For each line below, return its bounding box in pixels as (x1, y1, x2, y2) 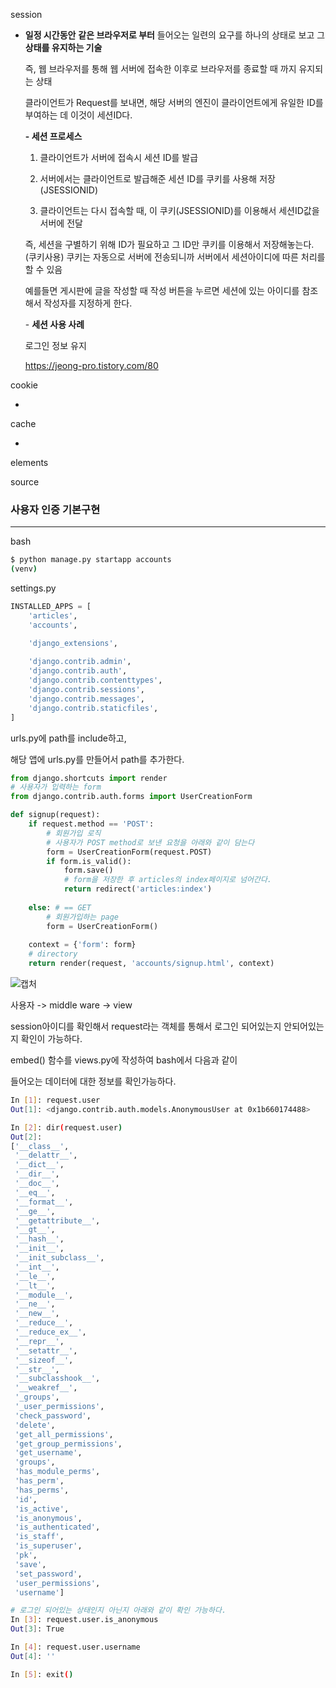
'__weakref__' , (14, 1383, 78, 1393)
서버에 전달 (39, 217, 83, 229)
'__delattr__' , (14, 1150, 78, 1161)
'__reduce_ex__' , (14, 1327, 87, 1338)
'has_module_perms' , (14, 1467, 101, 1477)
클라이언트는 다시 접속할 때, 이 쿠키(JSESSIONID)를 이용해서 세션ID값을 (39, 205, 320, 216)
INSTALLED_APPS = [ (10, 602, 92, 612)
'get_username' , (14, 1448, 83, 1458)
